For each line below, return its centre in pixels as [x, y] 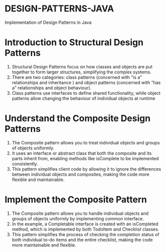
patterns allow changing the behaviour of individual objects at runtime [83, 98]
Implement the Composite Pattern [76, 199]
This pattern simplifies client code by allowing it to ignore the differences [86, 169]
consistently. [25, 164]
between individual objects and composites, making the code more [81, 174]
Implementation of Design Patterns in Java [48, 22]
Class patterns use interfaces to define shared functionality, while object [86, 93]
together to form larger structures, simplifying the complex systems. [82, 72]
